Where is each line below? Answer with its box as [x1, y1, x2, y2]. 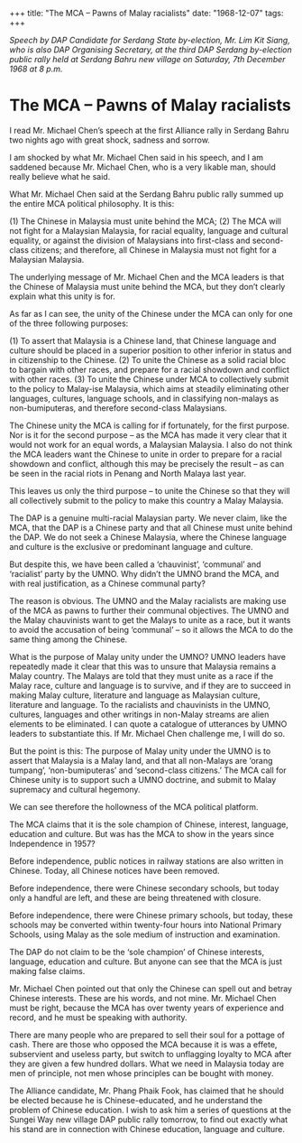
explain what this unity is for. [9, 291, 115, 302]
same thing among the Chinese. [9, 634, 128, 645]
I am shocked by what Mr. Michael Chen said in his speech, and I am [9, 152, 264, 163]
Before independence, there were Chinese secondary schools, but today [9, 882, 279, 893]
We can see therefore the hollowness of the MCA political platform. [9, 801, 259, 812]
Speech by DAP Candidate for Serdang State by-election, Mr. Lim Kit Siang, [9, 35, 290, 45]
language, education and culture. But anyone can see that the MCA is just [9, 956, 282, 967]
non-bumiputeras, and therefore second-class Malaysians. [9, 402, 227, 414]
